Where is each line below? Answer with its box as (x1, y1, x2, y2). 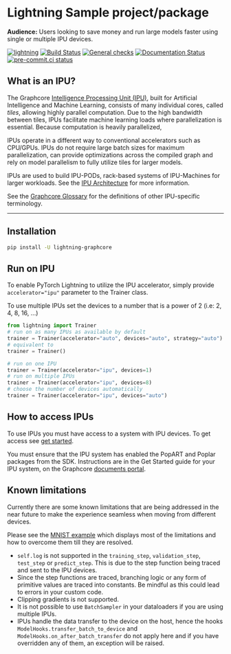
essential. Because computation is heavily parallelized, (7, 122, 162, 131)
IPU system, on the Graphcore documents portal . (7, 464, 146, 473)
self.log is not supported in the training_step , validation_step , (16, 551, 201, 559)
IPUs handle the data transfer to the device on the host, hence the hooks (16, 617, 223, 625)
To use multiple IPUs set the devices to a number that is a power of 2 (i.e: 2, (7, 302, 222, 310)
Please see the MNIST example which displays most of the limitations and (7, 530, 217, 539)
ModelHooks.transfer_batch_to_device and (16, 624, 138, 633)
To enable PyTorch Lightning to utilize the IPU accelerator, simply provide (7, 281, 214, 289)
